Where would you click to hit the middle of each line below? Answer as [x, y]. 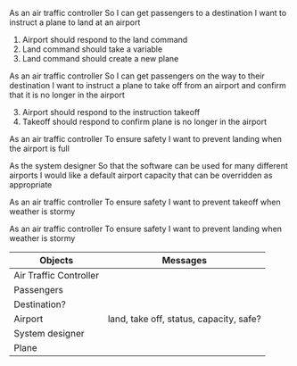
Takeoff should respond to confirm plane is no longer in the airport [144, 121]
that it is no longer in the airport [67, 95]
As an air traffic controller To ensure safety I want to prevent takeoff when [145, 202]
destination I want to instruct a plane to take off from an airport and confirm [148, 85]
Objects [57, 260]
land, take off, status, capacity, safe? [184, 319]
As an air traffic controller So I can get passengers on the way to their [137, 76]
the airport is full [39, 148]
